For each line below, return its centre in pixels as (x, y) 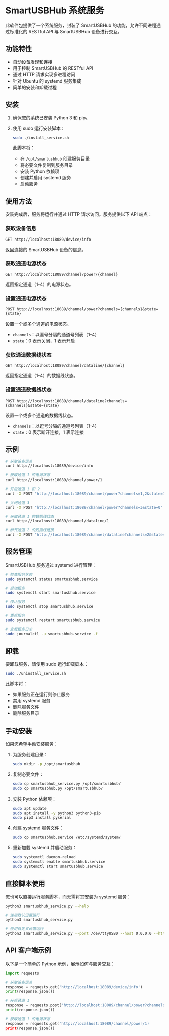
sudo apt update (29, 808)
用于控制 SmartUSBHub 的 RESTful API (53, 68)
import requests (22, 973)
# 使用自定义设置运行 (24, 929)
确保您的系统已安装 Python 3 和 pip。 (51, 117)
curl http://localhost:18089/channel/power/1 (54, 480)
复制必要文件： (28, 774)
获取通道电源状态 (26, 264)
